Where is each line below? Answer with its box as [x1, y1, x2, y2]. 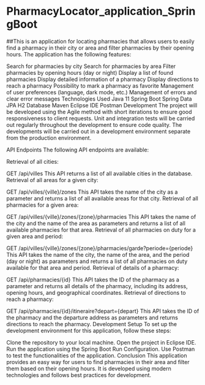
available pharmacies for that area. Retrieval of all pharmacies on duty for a [6, 226, 196, 234]
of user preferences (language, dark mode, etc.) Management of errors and [6, 88, 197, 96]
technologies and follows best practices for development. [6, 371, 152, 378]
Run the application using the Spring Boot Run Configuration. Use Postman [6, 345, 195, 353]
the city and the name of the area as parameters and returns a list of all [6, 219, 185, 227]
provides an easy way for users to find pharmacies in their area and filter [6, 358, 190, 365]
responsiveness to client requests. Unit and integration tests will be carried [6, 115, 195, 122]
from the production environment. [6, 134, 92, 142]
